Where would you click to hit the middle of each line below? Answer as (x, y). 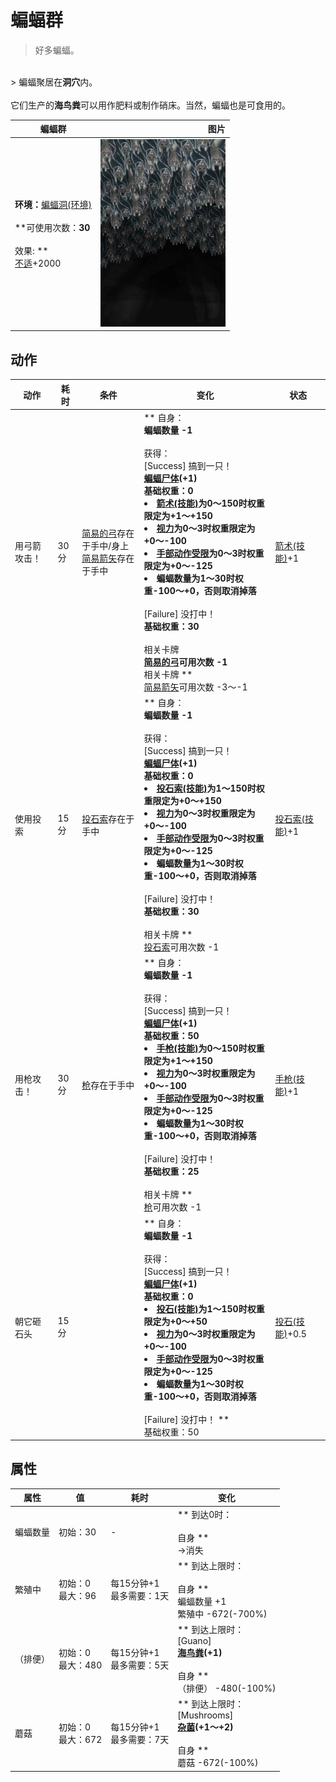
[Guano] (194, 1641)
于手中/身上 (105, 546)
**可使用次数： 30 (52, 228)
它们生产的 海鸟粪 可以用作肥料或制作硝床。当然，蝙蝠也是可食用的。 (150, 105)
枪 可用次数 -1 (172, 1207)
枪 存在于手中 (108, 1085)
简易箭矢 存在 (108, 558)
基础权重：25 (171, 1172)
